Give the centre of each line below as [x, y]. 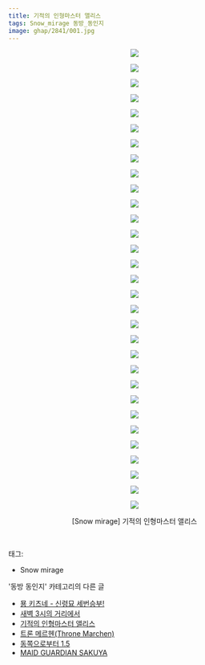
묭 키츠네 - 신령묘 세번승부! [62, 604]
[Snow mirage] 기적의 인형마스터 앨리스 [135, 521]
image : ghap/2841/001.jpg [51, 31]
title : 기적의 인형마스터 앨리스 [55, 16]
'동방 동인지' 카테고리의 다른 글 [56, 586]
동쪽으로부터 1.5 [45, 644]
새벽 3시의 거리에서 [50, 614]
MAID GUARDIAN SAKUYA [64, 653]
